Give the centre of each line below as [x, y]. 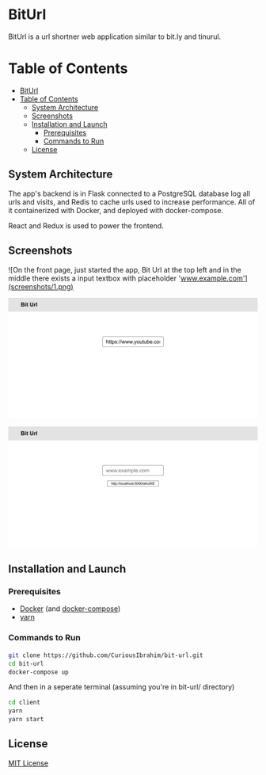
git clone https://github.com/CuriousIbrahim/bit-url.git [106, 655]
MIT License [28, 763]
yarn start [26, 720]
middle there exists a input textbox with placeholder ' [95, 278]
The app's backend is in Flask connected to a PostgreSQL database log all [129, 193]
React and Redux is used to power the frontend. [86, 225]
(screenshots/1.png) [41, 286]
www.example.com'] [214, 278]
